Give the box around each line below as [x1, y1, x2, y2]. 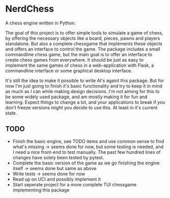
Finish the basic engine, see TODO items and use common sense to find [12, 138, 164, 144]
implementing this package [12, 187, 70, 193]
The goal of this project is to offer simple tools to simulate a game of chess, [5, 30, 163, 36]
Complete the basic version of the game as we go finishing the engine [12, 160, 160, 166]
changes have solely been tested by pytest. [12, 154, 104, 160]
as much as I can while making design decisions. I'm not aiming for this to [5, 88, 160, 94]
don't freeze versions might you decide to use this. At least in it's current [5, 104, 158, 110]
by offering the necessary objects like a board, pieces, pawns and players [5, 35, 160, 41]
